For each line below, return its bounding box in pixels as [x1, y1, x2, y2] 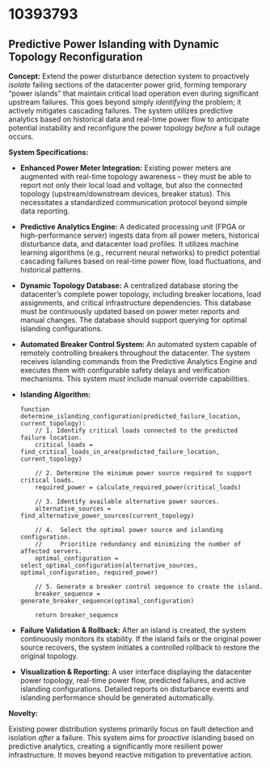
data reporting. [19, 206, 70, 216]
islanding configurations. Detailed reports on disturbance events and [19, 684, 249, 693]
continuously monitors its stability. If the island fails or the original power [19, 634, 262, 643]
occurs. [8, 131, 34, 141]
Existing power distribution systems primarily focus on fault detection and [8, 724, 254, 734]
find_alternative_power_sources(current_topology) [19, 512, 195, 520]
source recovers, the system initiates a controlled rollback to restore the [19, 642, 260, 652]
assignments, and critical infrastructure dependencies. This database [19, 298, 252, 307]
